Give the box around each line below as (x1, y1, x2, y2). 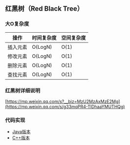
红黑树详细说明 (5, 87, 41, 94)
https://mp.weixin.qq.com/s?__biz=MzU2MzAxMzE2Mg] (6, 98, 120, 104)
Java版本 (12, 129, 31, 135)
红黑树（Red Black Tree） (5, 4, 84, 13)
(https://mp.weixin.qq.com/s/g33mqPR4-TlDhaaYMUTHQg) (5, 104, 125, 109)
